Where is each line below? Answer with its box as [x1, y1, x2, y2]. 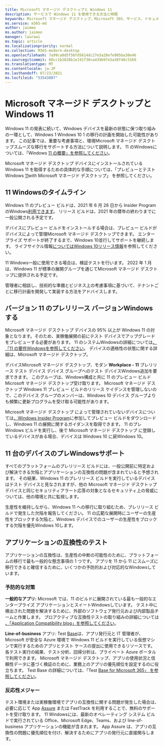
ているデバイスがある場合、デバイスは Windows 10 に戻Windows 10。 [5, 433, 145, 439]
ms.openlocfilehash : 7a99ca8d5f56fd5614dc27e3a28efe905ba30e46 [5, 52, 137, 58]
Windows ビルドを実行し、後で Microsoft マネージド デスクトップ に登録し [5, 428, 156, 433]
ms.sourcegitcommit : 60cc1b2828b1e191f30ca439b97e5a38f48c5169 [5, 57, 137, 62]
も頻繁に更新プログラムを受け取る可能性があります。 [5, 399, 112, 405]
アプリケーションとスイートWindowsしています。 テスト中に [36, 602, 158, 608]
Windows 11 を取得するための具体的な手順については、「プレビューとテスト [5, 166, 156, 172]
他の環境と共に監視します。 [26, 494, 82, 499]
